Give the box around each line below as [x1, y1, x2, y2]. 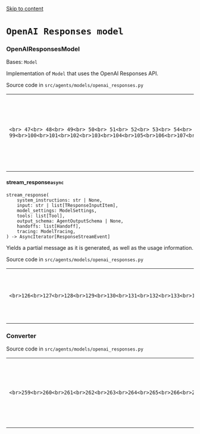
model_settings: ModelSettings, [17, 207, 97, 213]
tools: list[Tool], [17, 213, 65, 219]
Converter [6, 331, 37, 340]
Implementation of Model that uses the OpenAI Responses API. [6, 70, 159, 77]
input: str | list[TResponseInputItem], [17, 202, 118, 208]
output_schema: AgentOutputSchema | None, [17, 218, 124, 224]
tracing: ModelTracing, [17, 228, 76, 234]
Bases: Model [6, 58, 37, 66]
